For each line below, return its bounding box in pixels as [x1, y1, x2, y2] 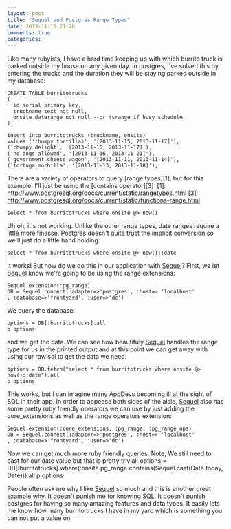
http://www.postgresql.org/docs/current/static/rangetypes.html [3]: [7, 189, 199, 197]
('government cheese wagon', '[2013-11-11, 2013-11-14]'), [7, 156, 180, 163]
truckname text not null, [13, 108, 88, 115]
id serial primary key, [13, 102, 81, 109]
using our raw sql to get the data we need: [7, 353, 127, 361]
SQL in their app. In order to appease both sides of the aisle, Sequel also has [7, 397, 224, 406]
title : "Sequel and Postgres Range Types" [7, 17, 131, 23]
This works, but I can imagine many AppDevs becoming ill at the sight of [7, 390, 212, 398]
